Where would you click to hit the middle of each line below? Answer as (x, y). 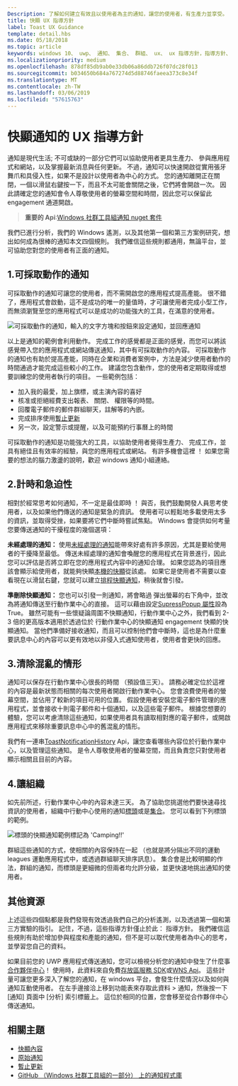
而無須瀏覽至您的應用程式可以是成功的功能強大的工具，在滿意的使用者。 (113, 311)
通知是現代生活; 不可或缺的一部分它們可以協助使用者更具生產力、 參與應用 (116, 157)
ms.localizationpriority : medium (57, 60)
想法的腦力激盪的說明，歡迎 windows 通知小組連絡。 (96, 460)
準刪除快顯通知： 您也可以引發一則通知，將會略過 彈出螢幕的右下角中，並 (114, 595)
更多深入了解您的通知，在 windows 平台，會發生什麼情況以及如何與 (130, 979)
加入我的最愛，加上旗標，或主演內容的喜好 (80, 392)
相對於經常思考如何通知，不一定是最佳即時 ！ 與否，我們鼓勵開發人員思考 (114, 503)
